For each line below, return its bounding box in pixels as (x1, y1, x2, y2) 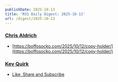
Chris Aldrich (5, 32, 37, 39)
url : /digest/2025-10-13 (5, 16, 55, 21)
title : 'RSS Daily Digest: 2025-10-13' (5, 12, 86, 16)
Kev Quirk (5, 60, 29, 67)
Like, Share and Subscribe (12, 71, 65, 77)
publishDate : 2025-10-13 (5, 7, 55, 12)
